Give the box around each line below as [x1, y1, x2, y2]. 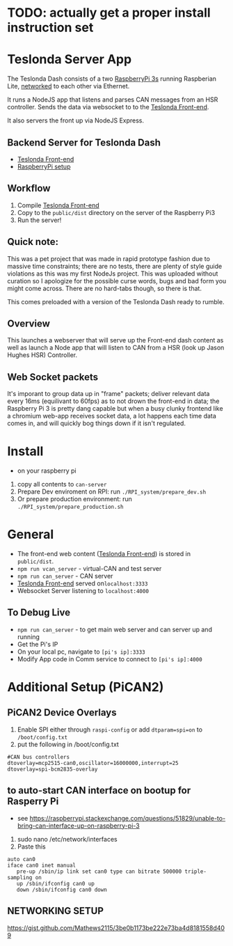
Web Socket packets [7, 371, 99, 383]
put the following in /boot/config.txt [17, 740, 120, 748]
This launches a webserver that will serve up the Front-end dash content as [7, 336, 224, 345]
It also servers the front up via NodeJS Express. [7, 116, 145, 125]
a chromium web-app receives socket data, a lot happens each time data [7, 412, 217, 420]
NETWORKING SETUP [7, 905, 104, 917]
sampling [7, 874, 33, 881]
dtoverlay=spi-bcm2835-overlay [7, 766, 98, 773]
